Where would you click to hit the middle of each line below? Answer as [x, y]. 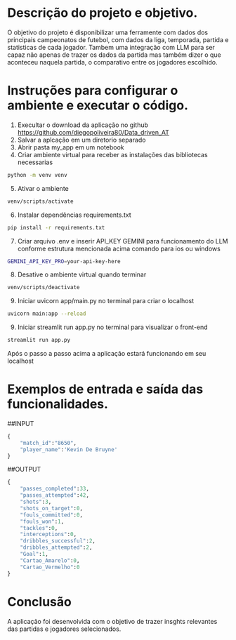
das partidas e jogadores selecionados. [64, 629]
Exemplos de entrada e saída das [105, 389]
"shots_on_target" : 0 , [51, 508]
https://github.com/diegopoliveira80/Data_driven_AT [93, 132]
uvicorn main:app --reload [47, 314]
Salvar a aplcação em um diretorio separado [81, 140]
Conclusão [39, 602]
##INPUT [21, 423]
